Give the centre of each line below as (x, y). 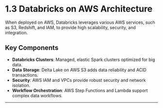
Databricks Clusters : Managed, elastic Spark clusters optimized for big (83, 60)
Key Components (32, 48)
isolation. (21, 85)
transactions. (25, 75)
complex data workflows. (37, 95)
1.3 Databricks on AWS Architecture (79, 9)
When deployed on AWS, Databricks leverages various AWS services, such (80, 22)
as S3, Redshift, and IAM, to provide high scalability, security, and (70, 27)
